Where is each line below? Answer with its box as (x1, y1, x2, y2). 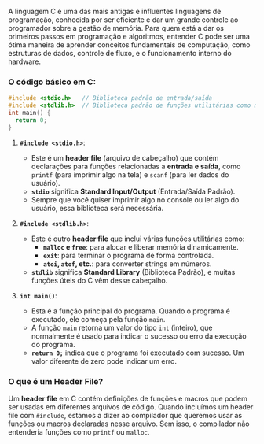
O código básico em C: (8, 76, 97, 87)
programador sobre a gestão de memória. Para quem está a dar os (8, 24, 224, 32)
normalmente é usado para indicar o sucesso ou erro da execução (31, 331, 247, 341)
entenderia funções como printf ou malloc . (8, 427, 150, 436)
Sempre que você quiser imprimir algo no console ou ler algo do (31, 194, 240, 204)
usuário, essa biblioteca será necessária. (31, 203, 164, 213)
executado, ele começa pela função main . (31, 314, 166, 324)
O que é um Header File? (8, 376, 104, 387)
